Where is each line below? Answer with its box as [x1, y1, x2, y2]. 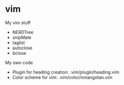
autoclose [12, 45, 33, 51]
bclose [12, 50, 26, 56]
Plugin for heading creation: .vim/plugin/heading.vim [12, 69, 120, 75]
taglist [12, 39, 25, 45]
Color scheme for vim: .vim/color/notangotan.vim [12, 74, 113, 80]
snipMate [12, 34, 32, 40]
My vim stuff [5, 20, 31, 26]
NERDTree [12, 29, 34, 35]
